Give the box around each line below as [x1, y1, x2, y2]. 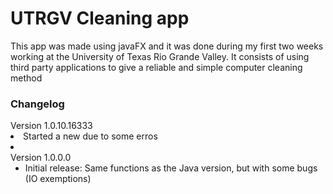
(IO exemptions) [24, 173, 92, 185]
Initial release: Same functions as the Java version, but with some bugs [24, 162, 318, 174]
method [10, 72, 43, 84]
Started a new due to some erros [23, 130, 158, 142]
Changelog [10, 97, 65, 111]
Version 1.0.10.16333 [10, 120, 93, 132]
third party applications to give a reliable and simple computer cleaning [10, 61, 303, 73]
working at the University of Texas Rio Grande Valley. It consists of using [10, 50, 310, 62]
